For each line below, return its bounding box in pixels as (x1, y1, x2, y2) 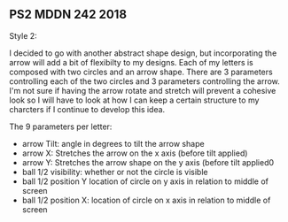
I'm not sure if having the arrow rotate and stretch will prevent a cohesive (9, 85, 276, 96)
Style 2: (9, 30, 37, 41)
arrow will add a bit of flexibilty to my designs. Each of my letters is (9, 57, 254, 67)
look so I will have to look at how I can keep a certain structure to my (9, 95, 260, 105)
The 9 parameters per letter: (9, 121, 113, 132)
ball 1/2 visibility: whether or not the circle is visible (21, 166, 208, 177)
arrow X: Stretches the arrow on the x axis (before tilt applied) (21, 148, 248, 158)
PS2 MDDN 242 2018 (9, 7, 127, 22)
